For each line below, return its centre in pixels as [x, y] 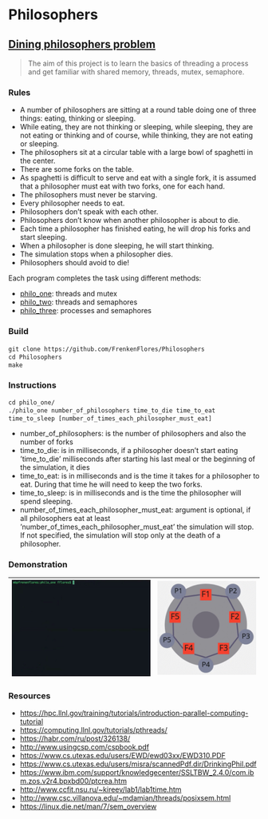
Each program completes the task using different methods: [105, 278]
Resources [30, 696]
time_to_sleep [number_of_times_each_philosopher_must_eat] [110, 418]
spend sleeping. [46, 501]
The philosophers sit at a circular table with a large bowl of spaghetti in [136, 153]
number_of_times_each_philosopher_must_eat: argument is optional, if [135, 510]
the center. [37, 161]
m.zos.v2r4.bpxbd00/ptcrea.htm [73, 781]
